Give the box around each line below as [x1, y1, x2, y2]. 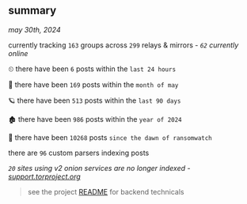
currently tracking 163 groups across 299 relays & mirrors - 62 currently [8, 40, 239, 50]
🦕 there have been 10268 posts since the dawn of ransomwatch [8, 132, 212, 142]
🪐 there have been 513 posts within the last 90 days [8, 96, 181, 105]
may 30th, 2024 [8, 25, 61, 34]
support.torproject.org [8, 172, 81, 181]
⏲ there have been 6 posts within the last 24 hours [8, 64, 177, 74]
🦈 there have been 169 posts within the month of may [8, 80, 179, 89]
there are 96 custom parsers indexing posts [8, 148, 150, 157]
